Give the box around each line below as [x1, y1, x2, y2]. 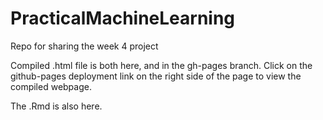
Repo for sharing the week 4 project [10, 40, 159, 52]
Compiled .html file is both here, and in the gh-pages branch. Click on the [10, 59, 313, 71]
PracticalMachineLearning [10, 7, 236, 30]
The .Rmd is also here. [10, 100, 103, 112]
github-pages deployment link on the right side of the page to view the [10, 70, 302, 82]
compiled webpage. [10, 80, 92, 92]
